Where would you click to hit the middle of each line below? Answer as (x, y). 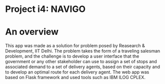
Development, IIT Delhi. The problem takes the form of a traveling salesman (83, 51)
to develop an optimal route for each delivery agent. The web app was (77, 72)
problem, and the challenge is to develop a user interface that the (72, 56)
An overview (32, 32)
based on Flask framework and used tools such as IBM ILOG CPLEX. (75, 78)
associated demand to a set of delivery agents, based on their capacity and (83, 67)
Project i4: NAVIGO (45, 9)
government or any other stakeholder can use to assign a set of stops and (81, 62)
